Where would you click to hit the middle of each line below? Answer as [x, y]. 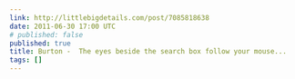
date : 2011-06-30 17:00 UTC [63, 26]
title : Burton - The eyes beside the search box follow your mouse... [148, 52]
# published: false [46, 35]
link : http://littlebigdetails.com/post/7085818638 [109, 18]
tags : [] [26, 60]
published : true [40, 43]
